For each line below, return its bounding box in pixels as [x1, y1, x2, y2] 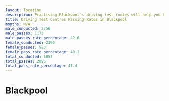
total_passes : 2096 [5, 59, 46, 64]
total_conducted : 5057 [5, 54, 53, 59]
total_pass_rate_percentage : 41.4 [5, 63, 78, 68]
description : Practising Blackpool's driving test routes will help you [5, 12, 161, 17]
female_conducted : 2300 [5, 40, 55, 45]
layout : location [5, 7, 42, 13]
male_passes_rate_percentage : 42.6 [5, 36, 80, 41]
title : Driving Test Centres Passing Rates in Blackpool [5, 17, 127, 22]
